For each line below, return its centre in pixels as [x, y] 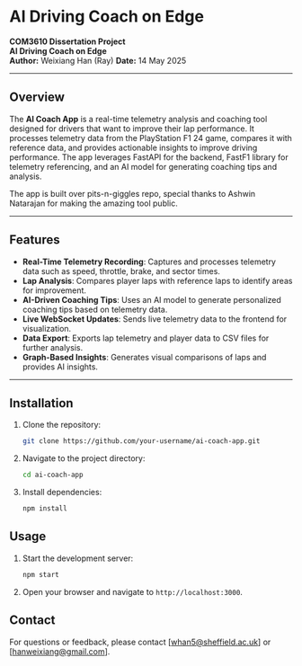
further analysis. [53, 347]
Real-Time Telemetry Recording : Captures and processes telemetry [149, 262]
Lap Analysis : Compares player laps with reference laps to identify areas [157, 280]
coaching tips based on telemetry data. [95, 309]
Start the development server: [78, 558]
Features [35, 240]
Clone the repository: [62, 425]
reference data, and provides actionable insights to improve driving [133, 147]
